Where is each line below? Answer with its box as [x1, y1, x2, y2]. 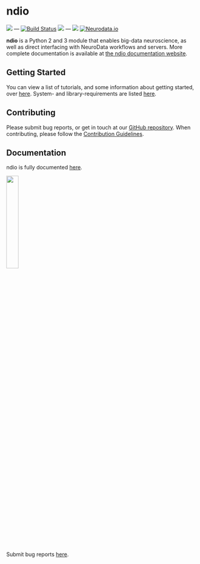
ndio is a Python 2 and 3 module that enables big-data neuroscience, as [6, 36, 187, 44]
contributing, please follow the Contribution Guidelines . [6, 130, 144, 137]
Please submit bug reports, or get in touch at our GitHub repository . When [6, 123, 191, 131]
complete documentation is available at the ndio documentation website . [6, 50, 188, 57]
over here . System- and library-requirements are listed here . [6, 90, 156, 97]
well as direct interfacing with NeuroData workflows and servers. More [6, 43, 183, 50]
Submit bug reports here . [6, 551, 69, 558]
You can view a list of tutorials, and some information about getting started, [6, 83, 195, 90]
